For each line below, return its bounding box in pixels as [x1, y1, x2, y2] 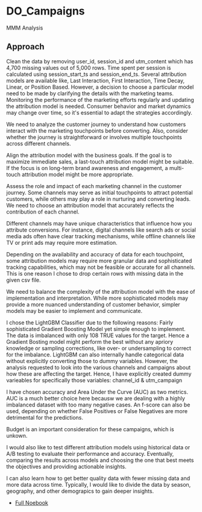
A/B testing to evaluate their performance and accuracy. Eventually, [6, 450, 174, 457]
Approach [6, 42, 45, 52]
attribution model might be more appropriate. [22, 171, 134, 178]
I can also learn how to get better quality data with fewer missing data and [6, 475, 191, 482]
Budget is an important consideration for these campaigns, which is [6, 425, 174, 432]
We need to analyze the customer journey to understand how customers [6, 121, 186, 128]
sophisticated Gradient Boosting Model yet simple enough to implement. [6, 325, 186, 332]
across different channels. [6, 140, 71, 147]
